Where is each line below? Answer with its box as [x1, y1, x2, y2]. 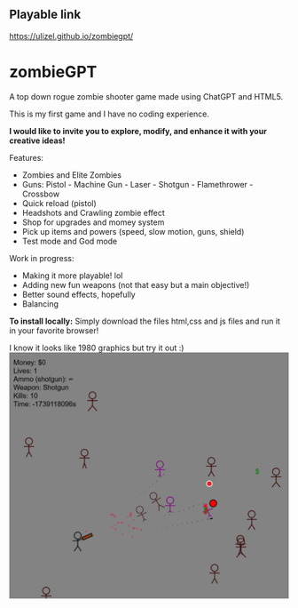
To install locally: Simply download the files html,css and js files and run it [9, 316, 281, 326]
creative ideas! [9, 135, 66, 146]
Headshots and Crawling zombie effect [21, 207, 166, 218]
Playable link [9, 7, 82, 22]
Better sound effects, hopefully [21, 289, 136, 300]
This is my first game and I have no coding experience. [9, 108, 210, 119]
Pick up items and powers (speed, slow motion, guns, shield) [21, 226, 245, 236]
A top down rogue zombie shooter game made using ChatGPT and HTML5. [9, 91, 284, 101]
